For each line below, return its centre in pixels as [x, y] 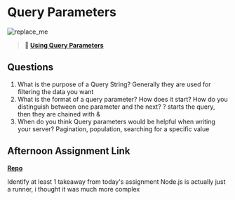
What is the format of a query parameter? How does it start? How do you [122, 99]
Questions [31, 67]
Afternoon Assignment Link [69, 151]
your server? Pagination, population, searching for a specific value [113, 129]
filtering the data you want [55, 91]
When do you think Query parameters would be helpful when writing [116, 121]
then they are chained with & [59, 114]
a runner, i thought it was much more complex [74, 189]
